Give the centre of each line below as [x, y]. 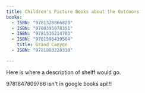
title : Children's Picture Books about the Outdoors [73, 12]
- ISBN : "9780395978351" [42, 28]
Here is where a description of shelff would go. [64, 72]
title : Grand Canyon [42, 45]
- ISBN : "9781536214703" [42, 34]
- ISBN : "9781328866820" [42, 23]
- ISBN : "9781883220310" [42, 50]
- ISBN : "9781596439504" [42, 39]
